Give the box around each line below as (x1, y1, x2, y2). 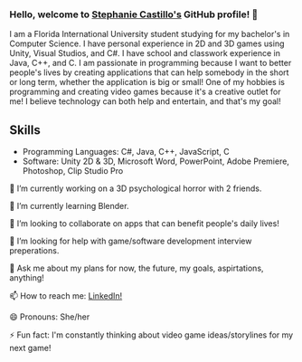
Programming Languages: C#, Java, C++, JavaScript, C (22, 147, 230, 157)
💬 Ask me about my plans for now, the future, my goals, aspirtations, (9, 262, 264, 274)
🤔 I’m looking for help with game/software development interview (9, 235, 252, 247)
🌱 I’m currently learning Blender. (9, 201, 129, 212)
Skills (9, 122, 41, 138)
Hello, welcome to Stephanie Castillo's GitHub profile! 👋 (9, 8, 259, 21)
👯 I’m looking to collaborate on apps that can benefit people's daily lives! (9, 218, 280, 229)
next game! (9, 343, 52, 354)
